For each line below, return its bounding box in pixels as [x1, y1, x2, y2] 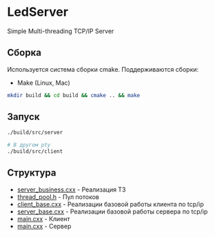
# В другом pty [7, 142, 51, 149]
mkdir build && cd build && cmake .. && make [7, 92, 140, 99]
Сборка [7, 47, 41, 59]
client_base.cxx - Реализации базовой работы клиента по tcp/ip [17, 200, 205, 208]
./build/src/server [7, 129, 63, 136]
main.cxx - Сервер [17, 222, 72, 230]
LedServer [7, 4, 69, 20]
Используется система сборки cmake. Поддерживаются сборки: [7, 65, 199, 73]
